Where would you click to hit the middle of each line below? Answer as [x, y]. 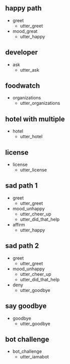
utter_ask [29, 70]
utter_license [33, 170]
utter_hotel [31, 137]
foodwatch [23, 86]
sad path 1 [21, 186]
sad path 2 [22, 246]
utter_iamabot [34, 357]
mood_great [25, 31]
